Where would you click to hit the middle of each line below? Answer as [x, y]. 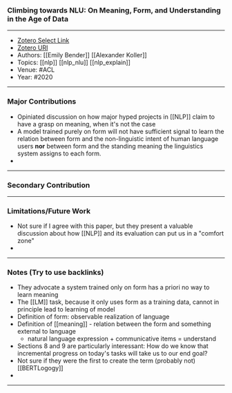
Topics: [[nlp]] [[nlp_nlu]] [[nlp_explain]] [74, 63]
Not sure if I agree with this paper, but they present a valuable [105, 226]
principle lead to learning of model [66, 309]
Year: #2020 [35, 77]
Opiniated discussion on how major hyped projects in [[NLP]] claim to [116, 117]
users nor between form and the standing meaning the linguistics [110, 146]
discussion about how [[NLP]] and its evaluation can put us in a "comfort [120, 233]
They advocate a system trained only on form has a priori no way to [113, 287]
